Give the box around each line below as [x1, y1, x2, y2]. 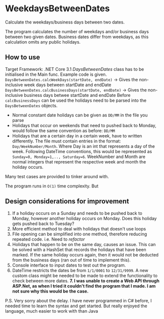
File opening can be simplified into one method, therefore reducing [12, 231, 147, 237]
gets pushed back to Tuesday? [12, 221, 74, 227]
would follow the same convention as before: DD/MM [12, 128, 115, 134]
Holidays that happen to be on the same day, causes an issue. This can [12, 241, 156, 247]
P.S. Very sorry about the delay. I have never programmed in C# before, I [5, 297, 152, 303]
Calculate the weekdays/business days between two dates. [5, 19, 125, 25]
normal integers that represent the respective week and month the [12, 159, 146, 164]
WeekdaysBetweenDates [5, 3, 110, 14]
